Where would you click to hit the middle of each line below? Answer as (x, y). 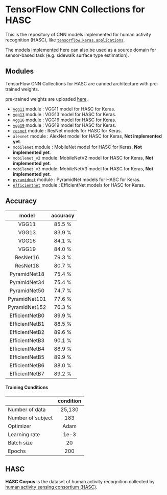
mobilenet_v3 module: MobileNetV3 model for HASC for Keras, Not (83, 168)
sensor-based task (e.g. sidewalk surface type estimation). (67, 55)
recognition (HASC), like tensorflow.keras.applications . (65, 40)
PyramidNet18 (27, 274)
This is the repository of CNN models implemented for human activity (78, 34)
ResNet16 (27, 257)
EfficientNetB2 (27, 332)
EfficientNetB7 (27, 373)
